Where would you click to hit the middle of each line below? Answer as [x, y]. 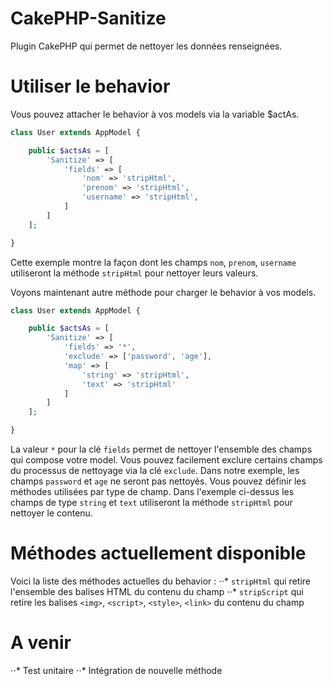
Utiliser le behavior [90, 86]
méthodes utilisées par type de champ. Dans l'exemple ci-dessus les [152, 491]
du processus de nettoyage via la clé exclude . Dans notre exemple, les [155, 470]
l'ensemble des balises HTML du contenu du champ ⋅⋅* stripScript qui [157, 591]
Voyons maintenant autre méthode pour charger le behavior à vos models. [163, 292]
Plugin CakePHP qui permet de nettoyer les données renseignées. [146, 46]
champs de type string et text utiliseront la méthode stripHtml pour [151, 502]
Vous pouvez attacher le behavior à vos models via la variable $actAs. [155, 114]
